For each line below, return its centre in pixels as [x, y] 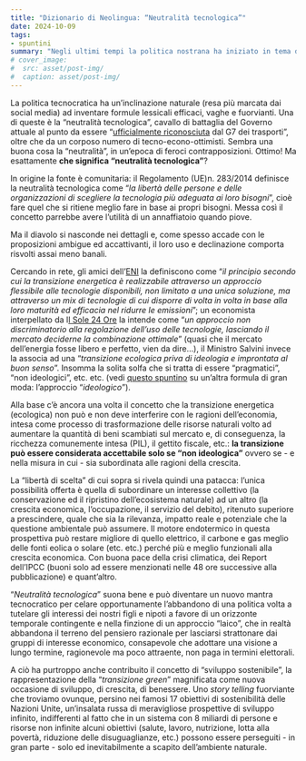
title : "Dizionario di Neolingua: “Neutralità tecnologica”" [128, 18]
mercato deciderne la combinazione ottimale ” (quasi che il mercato [136, 339]
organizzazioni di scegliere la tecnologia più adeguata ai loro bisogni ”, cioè [152, 197]
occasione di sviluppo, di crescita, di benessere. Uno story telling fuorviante [153, 689]
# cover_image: [39, 60]
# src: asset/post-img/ [57, 69]
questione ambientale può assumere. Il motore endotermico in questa [140, 529]
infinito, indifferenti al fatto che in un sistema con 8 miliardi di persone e [144, 717]
